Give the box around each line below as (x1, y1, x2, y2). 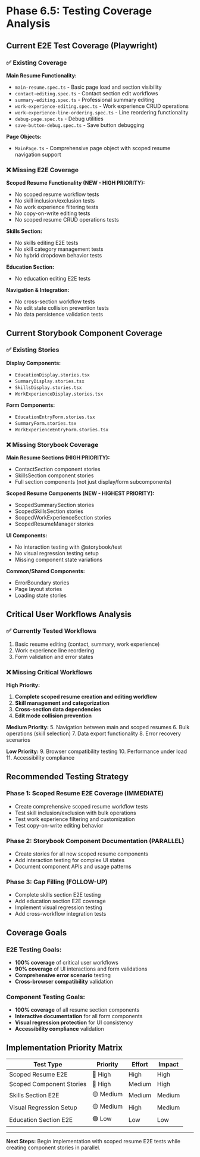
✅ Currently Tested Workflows (6, 627, 97, 635)
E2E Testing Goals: (6, 945, 62, 954)
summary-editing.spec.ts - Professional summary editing (14, 96, 155, 103)
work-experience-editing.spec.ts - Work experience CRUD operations (14, 102, 189, 110)
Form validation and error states (14, 653, 93, 660)
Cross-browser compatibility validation (14, 978, 114, 985)
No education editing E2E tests (14, 275, 91, 282)
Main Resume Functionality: (6, 71, 77, 79)
